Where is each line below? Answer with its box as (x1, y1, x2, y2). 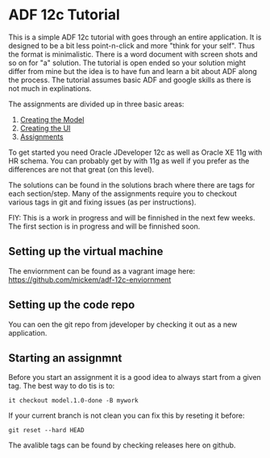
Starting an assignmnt (8, 351, 123, 365)
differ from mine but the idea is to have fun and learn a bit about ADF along (8, 66, 258, 76)
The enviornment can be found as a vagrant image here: (8, 266, 196, 275)
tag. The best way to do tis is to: (8, 381, 115, 391)
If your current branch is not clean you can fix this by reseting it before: (8, 411, 245, 420)
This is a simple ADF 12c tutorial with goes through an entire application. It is (8, 32, 262, 42)
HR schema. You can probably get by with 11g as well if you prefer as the (8, 155, 250, 166)
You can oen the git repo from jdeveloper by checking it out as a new (8, 320, 238, 329)
